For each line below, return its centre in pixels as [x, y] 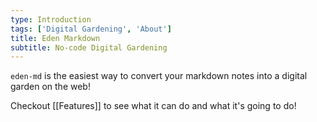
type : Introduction [51, 19]
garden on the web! [50, 87]
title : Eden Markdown [55, 38]
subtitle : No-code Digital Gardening [89, 47]
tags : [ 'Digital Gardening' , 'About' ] [91, 29]
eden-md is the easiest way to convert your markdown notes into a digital [159, 76]
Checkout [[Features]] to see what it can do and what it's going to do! [153, 106]
